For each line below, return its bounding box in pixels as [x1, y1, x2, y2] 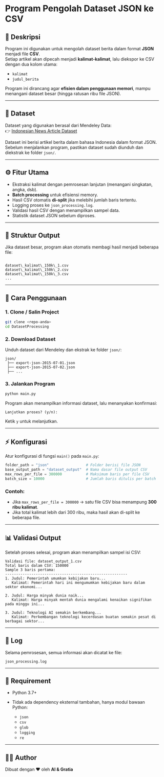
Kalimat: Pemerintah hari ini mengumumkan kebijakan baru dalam [11, 580, 145, 585]
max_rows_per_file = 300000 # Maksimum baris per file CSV [5, 471, 150, 477]
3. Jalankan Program [5, 380, 55, 387]
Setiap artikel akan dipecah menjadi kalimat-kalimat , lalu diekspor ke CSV [5, 56, 155, 62]
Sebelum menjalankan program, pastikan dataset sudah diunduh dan [5, 144, 143, 150]
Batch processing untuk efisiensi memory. [12, 192, 99, 198]
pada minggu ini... [5, 601, 45, 606]
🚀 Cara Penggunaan [5, 294, 67, 302]
